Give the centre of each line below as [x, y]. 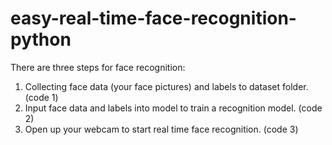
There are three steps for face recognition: [98, 67]
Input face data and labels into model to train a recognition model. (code [173, 108]
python [41, 39]
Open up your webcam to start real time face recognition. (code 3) [161, 129]
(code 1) [41, 97]
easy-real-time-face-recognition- [153, 18]
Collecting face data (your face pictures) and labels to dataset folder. [166, 86]
